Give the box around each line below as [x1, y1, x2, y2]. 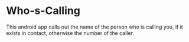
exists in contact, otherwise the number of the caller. [6, 29, 135, 36]
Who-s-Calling [6, 4, 81, 17]
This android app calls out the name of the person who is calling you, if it [6, 23, 183, 30]
